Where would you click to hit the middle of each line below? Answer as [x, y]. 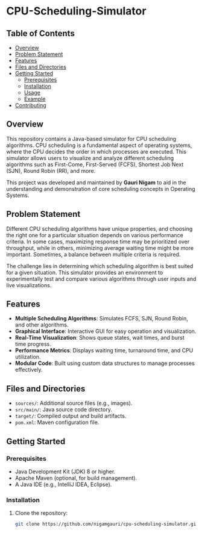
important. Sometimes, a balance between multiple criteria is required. [93, 254]
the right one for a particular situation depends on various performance [95, 235]
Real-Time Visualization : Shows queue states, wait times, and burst [100, 338]
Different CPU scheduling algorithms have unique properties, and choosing [99, 229]
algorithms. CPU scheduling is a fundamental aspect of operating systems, [99, 145]
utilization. [28, 357]
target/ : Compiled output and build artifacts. [71, 416]
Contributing [30, 105]
